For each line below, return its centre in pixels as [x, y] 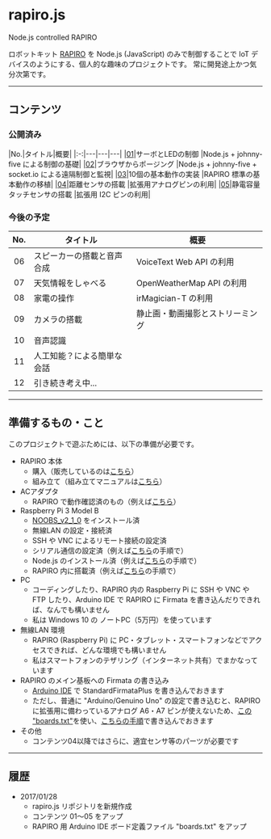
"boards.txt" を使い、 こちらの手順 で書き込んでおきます [123, 720]
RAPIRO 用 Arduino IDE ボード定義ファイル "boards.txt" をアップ [140, 826]
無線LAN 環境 [42, 630]
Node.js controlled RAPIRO [53, 37]
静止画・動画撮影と [173, 313]
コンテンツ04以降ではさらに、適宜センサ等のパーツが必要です [135, 740]
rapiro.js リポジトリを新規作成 [82, 806]
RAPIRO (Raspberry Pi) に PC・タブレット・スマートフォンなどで [140, 639]
